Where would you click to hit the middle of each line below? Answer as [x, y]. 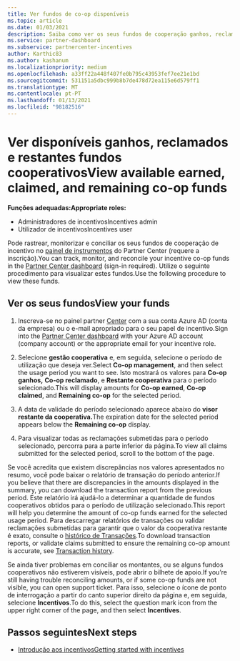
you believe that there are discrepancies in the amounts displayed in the [113, 482]
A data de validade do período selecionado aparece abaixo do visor [117, 409]
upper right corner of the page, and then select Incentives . [94, 610]
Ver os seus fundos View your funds [89, 303]
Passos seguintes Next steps [72, 633]
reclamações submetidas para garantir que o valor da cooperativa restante [117, 528]
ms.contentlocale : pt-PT [44, 94]
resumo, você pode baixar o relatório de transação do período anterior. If [114, 474]
